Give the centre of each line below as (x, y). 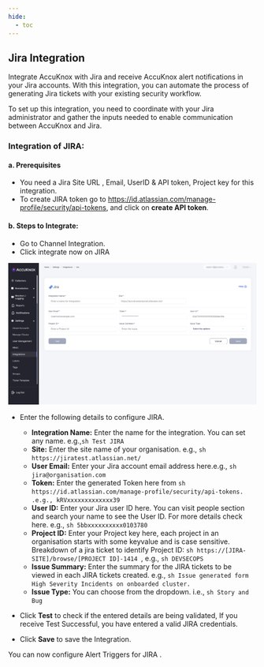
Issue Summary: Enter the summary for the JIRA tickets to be (132, 566)
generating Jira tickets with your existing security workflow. (105, 94)
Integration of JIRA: (46, 146)
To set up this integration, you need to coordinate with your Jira (111, 109)
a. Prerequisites (35, 165)
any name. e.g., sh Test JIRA (78, 440)
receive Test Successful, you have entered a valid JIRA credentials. (128, 624)
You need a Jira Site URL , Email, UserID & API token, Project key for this (137, 182)
